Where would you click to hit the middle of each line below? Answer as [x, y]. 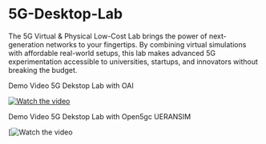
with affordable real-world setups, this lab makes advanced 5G [112, 53]
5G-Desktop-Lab [65, 14]
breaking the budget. [43, 70]
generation [26, 44]
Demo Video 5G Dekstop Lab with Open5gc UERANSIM [100, 116]
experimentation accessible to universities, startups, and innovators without [133, 62]
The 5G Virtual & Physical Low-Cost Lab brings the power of [108, 36]
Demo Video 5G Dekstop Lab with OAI [71, 86]
